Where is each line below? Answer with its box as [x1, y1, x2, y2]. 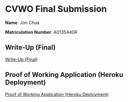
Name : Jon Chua [5, 20, 40, 25]
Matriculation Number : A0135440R [5, 29, 78, 35]
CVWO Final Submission [5, 3, 107, 15]
